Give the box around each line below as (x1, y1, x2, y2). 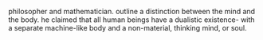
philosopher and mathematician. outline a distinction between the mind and (8, 7, 256, 16)
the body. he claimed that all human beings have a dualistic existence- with (8, 15, 255, 24)
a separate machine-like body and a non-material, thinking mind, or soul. (8, 24, 247, 32)
